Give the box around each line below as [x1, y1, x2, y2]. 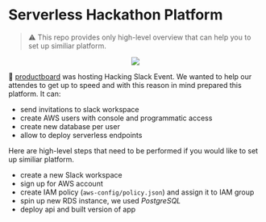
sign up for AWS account [19, 178, 103, 188]
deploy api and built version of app [19, 204, 136, 214]
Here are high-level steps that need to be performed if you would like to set [8, 145, 259, 155]
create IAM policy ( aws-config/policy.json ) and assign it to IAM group [19, 187, 255, 197]
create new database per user [19, 121, 121, 131]
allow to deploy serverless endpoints [19, 130, 143, 140]
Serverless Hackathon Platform [8, 6, 223, 24]
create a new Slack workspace [19, 170, 123, 179]
